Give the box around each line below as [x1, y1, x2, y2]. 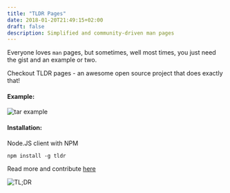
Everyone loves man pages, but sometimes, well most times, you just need [7, 48, 216, 57]
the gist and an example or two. [7, 56, 97, 64]
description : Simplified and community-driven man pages [7, 29, 175, 37]
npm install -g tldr [7, 152, 67, 159]
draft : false [7, 23, 45, 30]
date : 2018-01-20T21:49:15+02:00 [7, 17, 104, 24]
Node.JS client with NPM [7, 139, 79, 147]
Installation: [7, 124, 43, 132]
